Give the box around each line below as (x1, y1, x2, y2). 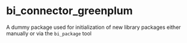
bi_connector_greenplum (6, 4, 133, 18)
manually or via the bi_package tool (6, 29, 92, 37)
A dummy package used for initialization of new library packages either (6, 24, 181, 31)
